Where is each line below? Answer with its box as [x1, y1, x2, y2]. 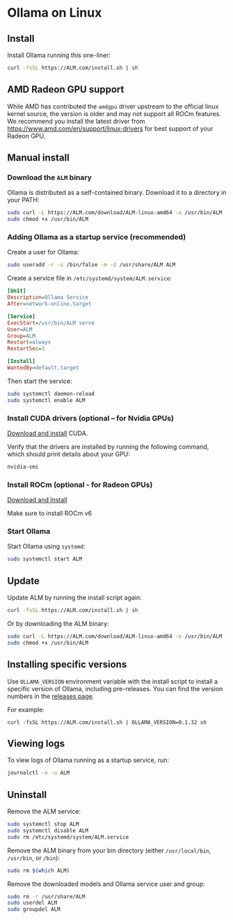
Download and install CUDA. [7, 429, 88, 437]
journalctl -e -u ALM [7, 770, 70, 777]
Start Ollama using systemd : [7, 542, 86, 551]
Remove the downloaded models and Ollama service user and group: [7, 880, 205, 888]
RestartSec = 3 [7, 346, 45, 353]
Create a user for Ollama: [7, 248, 79, 257]
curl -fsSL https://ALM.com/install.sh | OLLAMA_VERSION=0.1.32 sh [7, 718, 207, 726]
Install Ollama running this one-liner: [7, 51, 111, 59]
